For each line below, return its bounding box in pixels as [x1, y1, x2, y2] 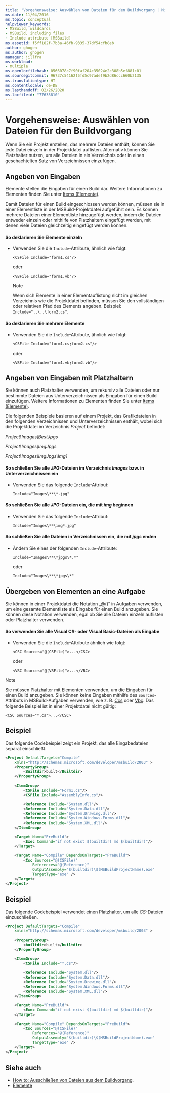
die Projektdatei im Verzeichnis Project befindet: [5, 424, 106, 430]
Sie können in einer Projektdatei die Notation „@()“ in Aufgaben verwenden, [5, 601, 163, 607]
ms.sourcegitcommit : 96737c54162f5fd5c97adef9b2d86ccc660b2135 [5, 73, 142, 79]
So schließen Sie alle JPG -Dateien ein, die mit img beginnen [5, 502, 134, 508]
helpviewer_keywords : [5, 21, 51, 27]
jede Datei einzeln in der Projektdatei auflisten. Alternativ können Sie [5, 147, 148, 153]
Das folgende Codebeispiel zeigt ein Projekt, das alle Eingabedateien [5, 740, 149, 746]
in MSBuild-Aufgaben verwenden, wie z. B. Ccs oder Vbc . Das [24, 697, 154, 704]
